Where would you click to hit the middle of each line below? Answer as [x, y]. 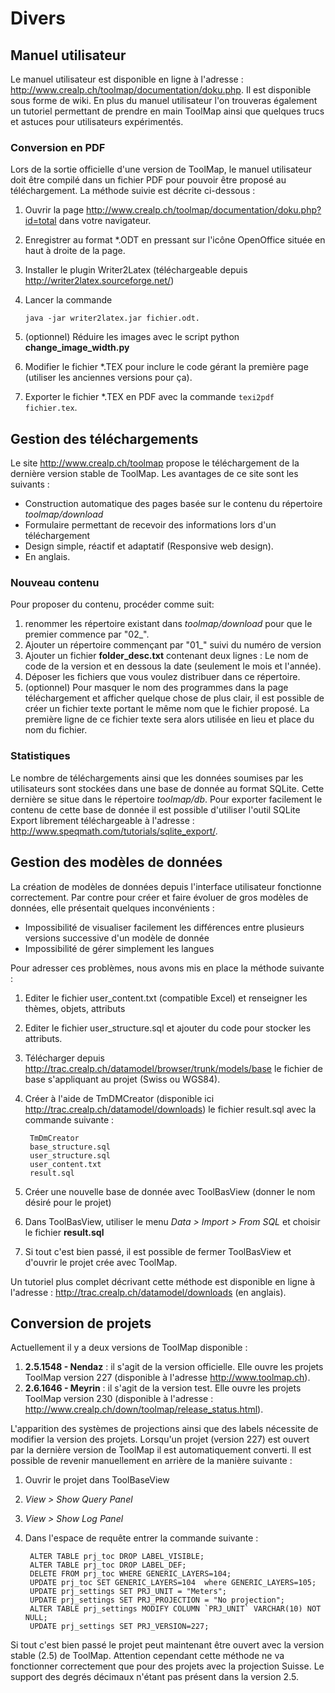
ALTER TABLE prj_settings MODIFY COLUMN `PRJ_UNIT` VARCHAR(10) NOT [175, 1609]
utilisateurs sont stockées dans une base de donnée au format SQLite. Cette [167, 788]
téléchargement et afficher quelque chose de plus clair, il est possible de [174, 698]
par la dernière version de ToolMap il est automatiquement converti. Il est [161, 1450]
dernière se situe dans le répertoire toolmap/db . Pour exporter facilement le [166, 799]
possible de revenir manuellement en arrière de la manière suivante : [151, 1461]
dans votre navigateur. [105, 221]
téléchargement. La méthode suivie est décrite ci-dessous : [133, 191]
